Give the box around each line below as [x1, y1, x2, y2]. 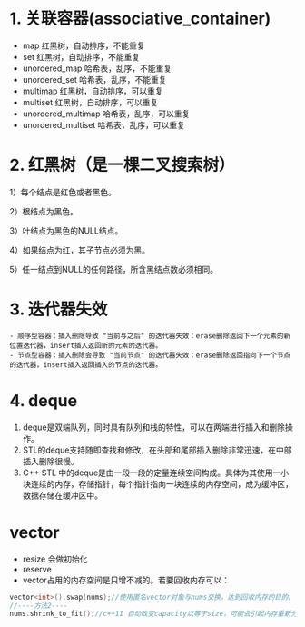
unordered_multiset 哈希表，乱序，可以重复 [22, 119, 186, 130]
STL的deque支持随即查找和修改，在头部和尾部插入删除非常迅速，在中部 [22, 444, 292, 455]
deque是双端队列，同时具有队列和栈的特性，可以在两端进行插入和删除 [22, 422, 286, 433]
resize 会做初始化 [22, 553, 88, 564]
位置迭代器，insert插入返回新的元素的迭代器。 [9, 341, 162, 350]
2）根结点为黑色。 [9, 205, 79, 216]
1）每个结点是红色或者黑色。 [9, 186, 116, 197]
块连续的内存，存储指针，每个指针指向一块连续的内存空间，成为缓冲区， [22, 478, 293, 489]
